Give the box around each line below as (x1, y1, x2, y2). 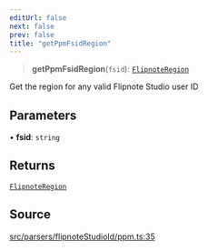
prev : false (9, 30, 54, 39)
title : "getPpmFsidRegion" (9, 38, 112, 48)
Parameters (9, 107, 77, 123)
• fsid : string (9, 132, 61, 143)
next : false (9, 22, 54, 31)
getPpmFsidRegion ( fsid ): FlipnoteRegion (31, 64, 189, 75)
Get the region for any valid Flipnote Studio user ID (9, 81, 199, 92)
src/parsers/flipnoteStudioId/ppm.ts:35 (9, 231, 156, 242)
